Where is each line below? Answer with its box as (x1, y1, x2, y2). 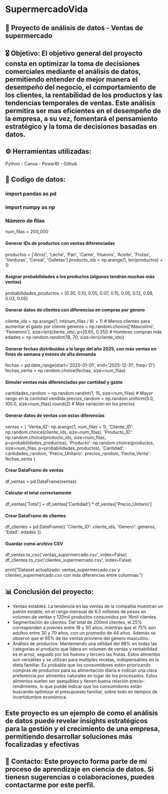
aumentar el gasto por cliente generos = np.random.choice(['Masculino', (5, 323, 155, 329)
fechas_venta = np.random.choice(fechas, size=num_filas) (5, 368, 126, 374)
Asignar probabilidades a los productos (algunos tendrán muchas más (5, 274, 155, 280)
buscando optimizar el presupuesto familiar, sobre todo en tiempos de (12, 689, 158, 695)
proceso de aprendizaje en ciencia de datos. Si (5, 765, 154, 773)
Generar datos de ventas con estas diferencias (5, 412, 105, 418)
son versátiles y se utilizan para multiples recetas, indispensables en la (12, 657, 159, 663)
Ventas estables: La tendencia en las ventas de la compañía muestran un (12, 603, 163, 609)
